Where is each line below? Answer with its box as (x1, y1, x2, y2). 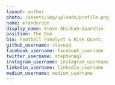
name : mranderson (6, 20, 50, 26)
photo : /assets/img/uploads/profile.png (6, 14, 110, 20)
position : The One (6, 31, 52, 37)
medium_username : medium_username (6, 70, 93, 76)
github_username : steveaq (6, 42, 71, 48)
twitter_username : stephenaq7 (6, 53, 82, 59)
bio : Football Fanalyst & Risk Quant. (6, 37, 104, 42)
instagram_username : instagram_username (6, 59, 110, 65)
